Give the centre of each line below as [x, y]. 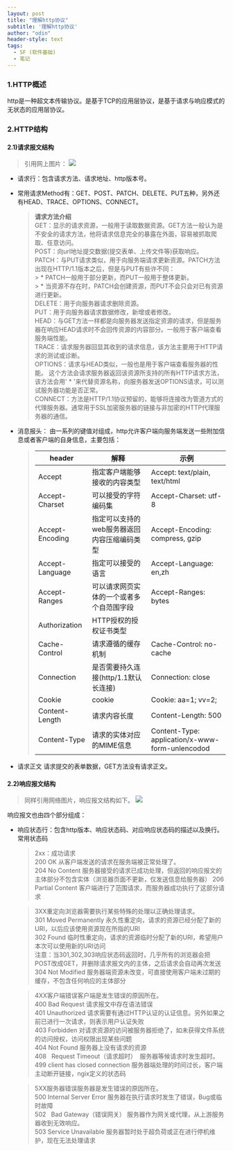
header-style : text [35, 40]
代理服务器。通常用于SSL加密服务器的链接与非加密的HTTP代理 [124, 408]
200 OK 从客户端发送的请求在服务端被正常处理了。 [107, 862]
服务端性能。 [53, 338]
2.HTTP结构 [28, 129]
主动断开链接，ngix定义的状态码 [80, 1074]
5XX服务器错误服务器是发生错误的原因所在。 [98, 1089]
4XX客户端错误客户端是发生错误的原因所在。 [98, 995]
